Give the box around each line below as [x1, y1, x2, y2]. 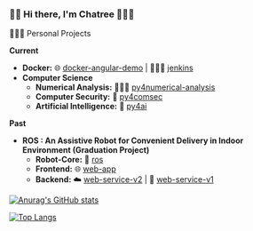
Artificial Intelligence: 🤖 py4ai [35, 101, 147, 112]
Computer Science [21, 73, 93, 84]
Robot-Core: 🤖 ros [35, 155, 104, 165]
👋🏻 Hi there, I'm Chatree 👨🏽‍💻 [9, 8, 135, 20]
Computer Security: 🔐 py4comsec [35, 92, 163, 102]
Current [9, 45, 39, 56]
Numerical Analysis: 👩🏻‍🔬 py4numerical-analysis [35, 82, 216, 92]
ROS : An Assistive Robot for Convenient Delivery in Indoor [21, 135, 244, 146]
